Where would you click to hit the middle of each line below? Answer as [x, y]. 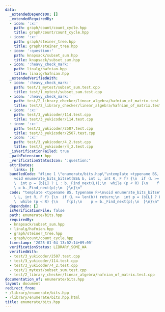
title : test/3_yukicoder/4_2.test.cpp [54, 147]
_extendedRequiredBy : [32, 19]
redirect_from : [21, 288]
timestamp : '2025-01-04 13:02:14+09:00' [51, 243]
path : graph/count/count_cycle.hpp [50, 28]
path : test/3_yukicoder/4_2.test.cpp [53, 142]
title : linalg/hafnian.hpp [41, 74]
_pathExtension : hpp [30, 156]
